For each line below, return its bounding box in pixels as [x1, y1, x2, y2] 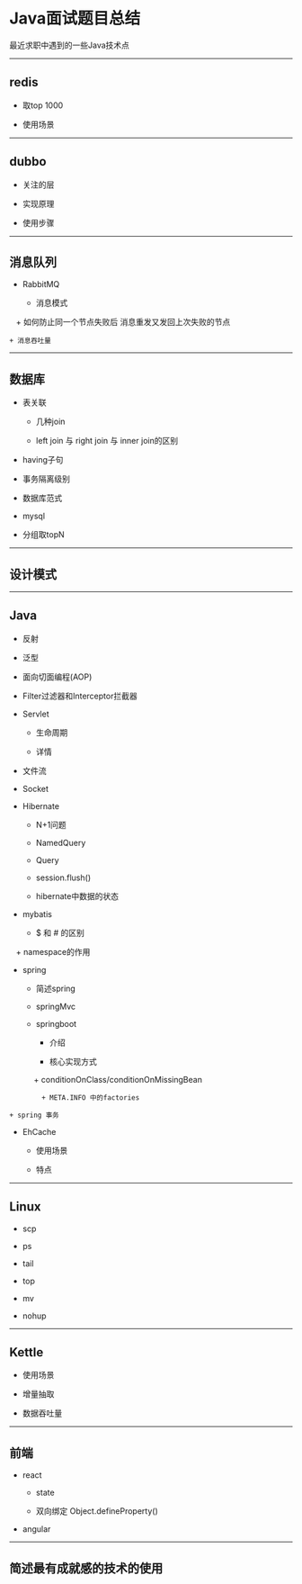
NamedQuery [35, 837, 86, 848]
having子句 [22, 454, 64, 465]
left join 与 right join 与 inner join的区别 [35, 436, 178, 446]
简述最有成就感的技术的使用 [9, 1561, 164, 1576]
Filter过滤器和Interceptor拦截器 [22, 690, 138, 701]
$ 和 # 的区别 [35, 927, 85, 938]
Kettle [9, 1345, 44, 1360]
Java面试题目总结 [9, 8, 141, 29]
